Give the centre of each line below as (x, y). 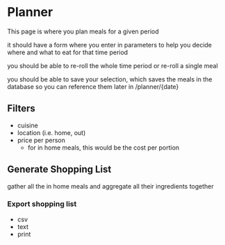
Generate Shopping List (59, 169)
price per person (41, 140)
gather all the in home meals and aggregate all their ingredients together (110, 186)
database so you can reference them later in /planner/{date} (93, 86)
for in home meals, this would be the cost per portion (103, 148)
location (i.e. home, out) (51, 132)
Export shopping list (42, 204)
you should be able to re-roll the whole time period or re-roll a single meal (113, 65)
